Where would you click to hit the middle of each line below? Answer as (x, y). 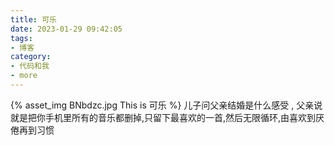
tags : (21, 38)
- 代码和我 (30, 66)
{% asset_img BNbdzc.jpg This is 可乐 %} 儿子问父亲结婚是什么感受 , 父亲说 (166, 105)
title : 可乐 (33, 19)
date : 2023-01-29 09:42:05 (66, 29)
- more (24, 76)
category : (31, 57)
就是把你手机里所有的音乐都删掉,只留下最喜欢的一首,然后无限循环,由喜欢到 (163, 117)
